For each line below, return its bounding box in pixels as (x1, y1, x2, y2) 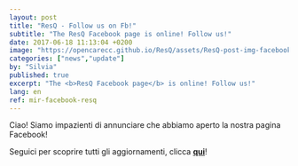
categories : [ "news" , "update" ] (9, 54, 125, 63)
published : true (9, 71, 69, 80)
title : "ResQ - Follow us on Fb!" (9, 21, 137, 30)
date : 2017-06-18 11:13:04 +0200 (9, 37, 133, 47)
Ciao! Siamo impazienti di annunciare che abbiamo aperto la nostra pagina (9, 120, 281, 130)
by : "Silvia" (9, 63, 58, 72)
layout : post (9, 12, 58, 22)
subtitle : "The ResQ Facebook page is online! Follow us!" (9, 29, 232, 38)
